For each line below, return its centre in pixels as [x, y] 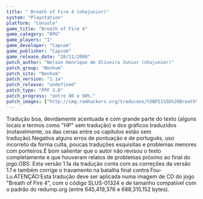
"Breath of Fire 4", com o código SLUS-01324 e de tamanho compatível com [101, 183]
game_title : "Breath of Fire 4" [47, 29]
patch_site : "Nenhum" [34, 74]
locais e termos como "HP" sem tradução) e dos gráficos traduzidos [92, 125]
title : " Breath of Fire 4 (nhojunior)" [58, 12]
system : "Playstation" [35, 17]
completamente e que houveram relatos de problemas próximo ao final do [98, 157]
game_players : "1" [29, 40]
